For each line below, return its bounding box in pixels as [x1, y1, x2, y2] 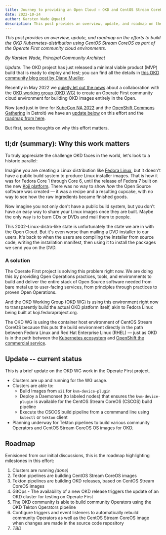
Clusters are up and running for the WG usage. [12, 378, 108, 384]
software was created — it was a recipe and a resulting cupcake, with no [5, 189, 153, 195]
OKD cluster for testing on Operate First [12, 493, 93, 499]
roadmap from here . [5, 115, 46, 122]
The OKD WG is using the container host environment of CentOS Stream [5, 319, 152, 325]
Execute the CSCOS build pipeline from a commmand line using [19, 409, 149, 415]
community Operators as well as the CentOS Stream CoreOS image [12, 515, 150, 521]
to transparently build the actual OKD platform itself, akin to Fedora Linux [5, 304, 153, 310]
